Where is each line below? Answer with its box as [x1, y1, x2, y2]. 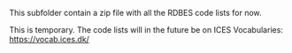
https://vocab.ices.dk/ [9, 34, 90, 44]
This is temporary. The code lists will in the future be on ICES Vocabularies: [9, 25, 283, 34]
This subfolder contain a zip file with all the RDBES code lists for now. [9, 8, 263, 18]
